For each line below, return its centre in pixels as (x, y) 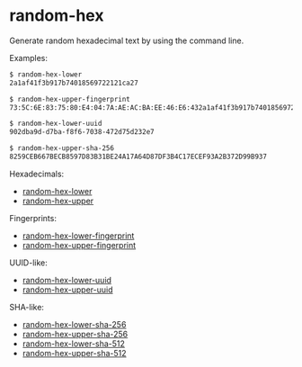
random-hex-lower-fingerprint (78, 236)
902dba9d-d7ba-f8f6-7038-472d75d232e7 (82, 132)
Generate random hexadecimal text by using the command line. (127, 40)
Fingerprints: (33, 218)
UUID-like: (28, 263)
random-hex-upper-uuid (68, 290)
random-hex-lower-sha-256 (74, 324)
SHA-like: (27, 307)
